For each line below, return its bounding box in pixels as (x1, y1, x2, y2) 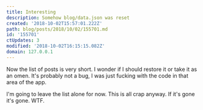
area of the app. (6, 78, 47, 86)
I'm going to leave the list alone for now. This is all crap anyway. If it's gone (6, 90, 195, 98)
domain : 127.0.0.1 (6, 49, 53, 55)
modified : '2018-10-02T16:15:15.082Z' (6, 43, 105, 50)
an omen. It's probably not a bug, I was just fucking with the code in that (6, 71, 188, 79)
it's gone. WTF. (6, 97, 45, 104)
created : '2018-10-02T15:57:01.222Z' (6, 20, 103, 26)
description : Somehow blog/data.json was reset (6, 15, 130, 21)
